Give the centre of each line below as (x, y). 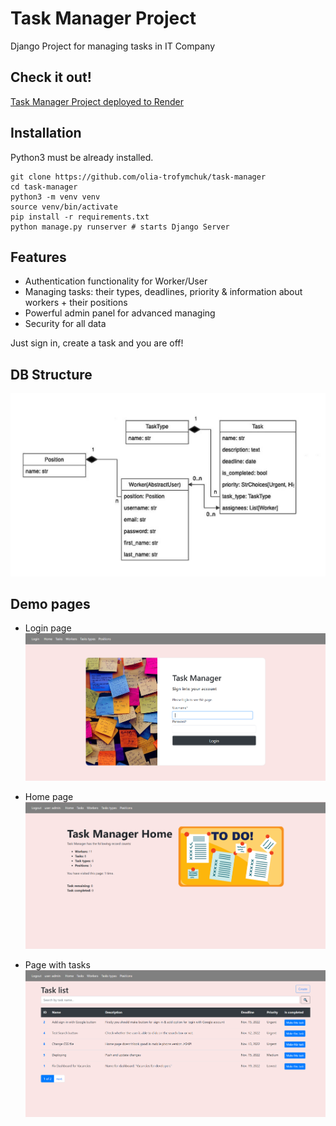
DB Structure (51, 374)
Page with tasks (57, 965)
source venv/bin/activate (64, 207)
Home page (49, 796)
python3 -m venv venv (55, 197)
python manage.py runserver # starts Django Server (120, 227)
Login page (48, 628)
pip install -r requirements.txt (80, 217)
